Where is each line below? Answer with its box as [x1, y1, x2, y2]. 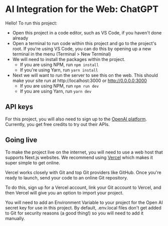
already [12, 35, 29, 41]
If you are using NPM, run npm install [20, 61, 99, 67]
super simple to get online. [5, 159, 60, 165]
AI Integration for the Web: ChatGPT [5, 3, 159, 15]
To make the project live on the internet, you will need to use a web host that [5, 149, 163, 155]
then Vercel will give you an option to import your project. [5, 189, 124, 195]
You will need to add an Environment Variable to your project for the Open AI [5, 199, 163, 205]
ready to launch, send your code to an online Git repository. [5, 174, 128, 180]
